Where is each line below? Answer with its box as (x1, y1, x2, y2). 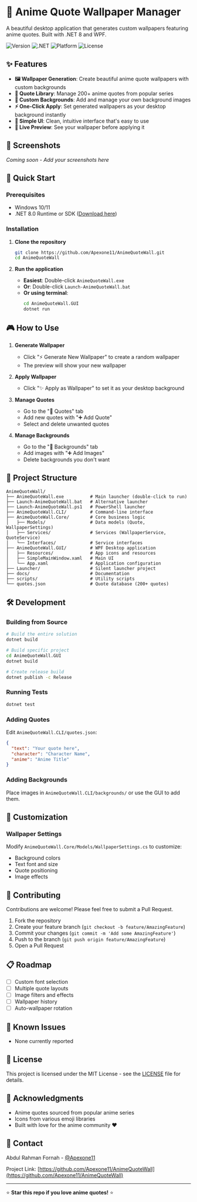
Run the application (14, 266, 63, 273)
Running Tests (6, 688, 48, 697)
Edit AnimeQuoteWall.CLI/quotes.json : (6, 728, 97, 735)
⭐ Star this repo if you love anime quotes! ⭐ (6, 1189, 114, 1196)
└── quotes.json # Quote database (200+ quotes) (6, 580, 169, 587)
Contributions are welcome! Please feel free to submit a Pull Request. (6, 906, 174, 913)
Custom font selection (14, 978, 69, 985)
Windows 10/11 (14, 204, 50, 211)
